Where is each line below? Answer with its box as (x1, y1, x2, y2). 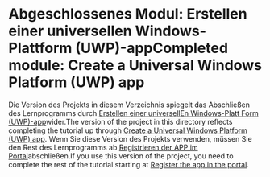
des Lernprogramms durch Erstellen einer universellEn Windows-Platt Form (8, 108, 260, 117)
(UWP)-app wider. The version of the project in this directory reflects (8, 117, 233, 126)
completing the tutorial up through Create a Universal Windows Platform (8, 126, 248, 135)
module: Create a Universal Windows (8, 56, 262, 75)
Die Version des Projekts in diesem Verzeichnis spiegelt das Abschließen (8, 100, 251, 109)
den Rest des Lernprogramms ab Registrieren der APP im (8, 142, 199, 152)
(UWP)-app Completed (75, 39, 228, 57)
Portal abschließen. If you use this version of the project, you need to (8, 150, 234, 161)
